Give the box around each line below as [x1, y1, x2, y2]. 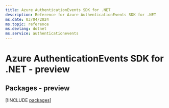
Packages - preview [5, 84, 70, 92]
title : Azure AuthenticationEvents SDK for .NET [5, 7, 111, 13]
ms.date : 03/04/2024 [5, 17, 50, 22]
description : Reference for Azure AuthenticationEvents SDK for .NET [5, 12, 157, 17]
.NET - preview [5, 64, 70, 75]
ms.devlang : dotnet [5, 26, 47, 31]
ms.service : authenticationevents [5, 31, 79, 36]
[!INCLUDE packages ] [5, 97, 52, 103]
